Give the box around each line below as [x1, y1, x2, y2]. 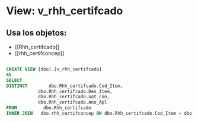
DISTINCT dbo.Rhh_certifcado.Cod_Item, [6, 83, 123, 89]
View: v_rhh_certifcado [6, 4, 123, 18]
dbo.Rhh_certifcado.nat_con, [37, 94, 110, 100]
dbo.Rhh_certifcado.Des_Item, [37, 88, 113, 94]
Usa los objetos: [6, 28, 67, 38]
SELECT [6, 77, 23, 84]
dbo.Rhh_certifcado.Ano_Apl [37, 99, 108, 105]
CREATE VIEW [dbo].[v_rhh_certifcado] [6, 66, 102, 72]
